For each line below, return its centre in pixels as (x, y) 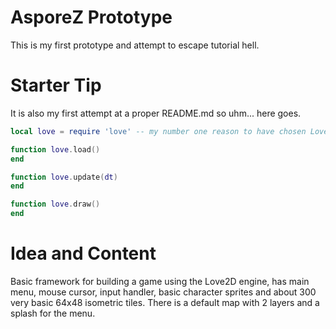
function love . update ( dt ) (64, 177)
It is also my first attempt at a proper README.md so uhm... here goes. (156, 113)
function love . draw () (55, 204)
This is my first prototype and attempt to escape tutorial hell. (135, 45)
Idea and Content (83, 253)
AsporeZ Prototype (91, 17)
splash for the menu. (53, 313)
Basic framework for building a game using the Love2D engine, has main (160, 281)
